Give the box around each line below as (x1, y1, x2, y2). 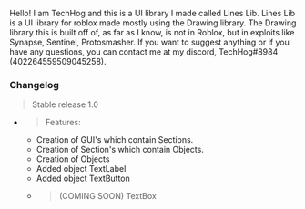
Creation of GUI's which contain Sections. (36, 134, 194, 145)
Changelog (9, 78, 59, 91)
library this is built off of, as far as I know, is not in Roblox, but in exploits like (9, 27, 295, 37)
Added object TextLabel (36, 164, 127, 174)
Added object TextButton (36, 173, 130, 184)
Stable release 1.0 (31, 99, 98, 110)
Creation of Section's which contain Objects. (36, 144, 205, 155)
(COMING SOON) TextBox (58, 191, 157, 202)
